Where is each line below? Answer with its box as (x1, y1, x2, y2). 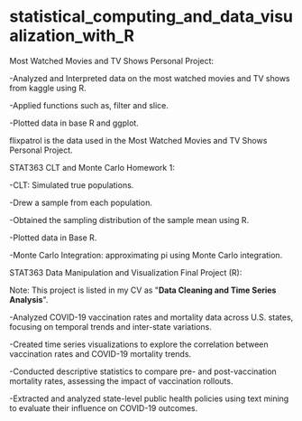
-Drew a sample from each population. (9, 197, 153, 208)
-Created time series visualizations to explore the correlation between (9, 339, 269, 350)
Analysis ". (9, 294, 49, 304)
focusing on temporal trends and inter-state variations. (9, 321, 212, 332)
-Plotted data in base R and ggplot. (9, 117, 140, 128)
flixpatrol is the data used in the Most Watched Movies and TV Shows (9, 135, 268, 145)
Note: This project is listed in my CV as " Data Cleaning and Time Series (9, 285, 277, 295)
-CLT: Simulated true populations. (9, 179, 134, 191)
